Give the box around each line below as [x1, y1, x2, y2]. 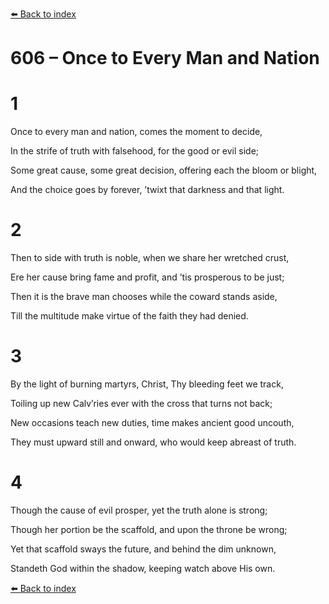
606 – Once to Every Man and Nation [10, 47, 320, 70]
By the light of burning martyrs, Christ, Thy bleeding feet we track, [10, 378, 284, 390]
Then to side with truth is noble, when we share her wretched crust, [10, 252, 290, 264]
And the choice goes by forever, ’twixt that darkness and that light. [10, 184, 285, 196]
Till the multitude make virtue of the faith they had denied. [10, 310, 249, 322]
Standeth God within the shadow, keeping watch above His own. [10, 562, 276, 574]
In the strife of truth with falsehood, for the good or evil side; [10, 145, 260, 157]
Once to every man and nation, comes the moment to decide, [10, 126, 263, 138]
